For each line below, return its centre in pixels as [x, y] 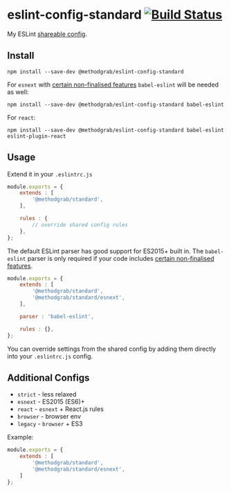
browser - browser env [49, 417]
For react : [21, 117]
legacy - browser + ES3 [50, 424]
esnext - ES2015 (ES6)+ [51, 402]
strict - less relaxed [47, 394]
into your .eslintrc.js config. [50, 356]
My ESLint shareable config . [47, 34]
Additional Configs [48, 377]
